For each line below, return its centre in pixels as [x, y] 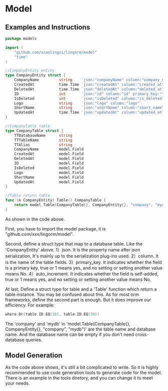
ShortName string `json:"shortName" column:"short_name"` [90, 108]
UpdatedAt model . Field [49, 182]
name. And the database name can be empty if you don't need [69, 334]
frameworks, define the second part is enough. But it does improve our [78, 299]
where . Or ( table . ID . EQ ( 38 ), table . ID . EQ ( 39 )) [52, 314]
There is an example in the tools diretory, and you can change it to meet [79, 378]
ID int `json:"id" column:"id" [72, 94]
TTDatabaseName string [43, 135]
